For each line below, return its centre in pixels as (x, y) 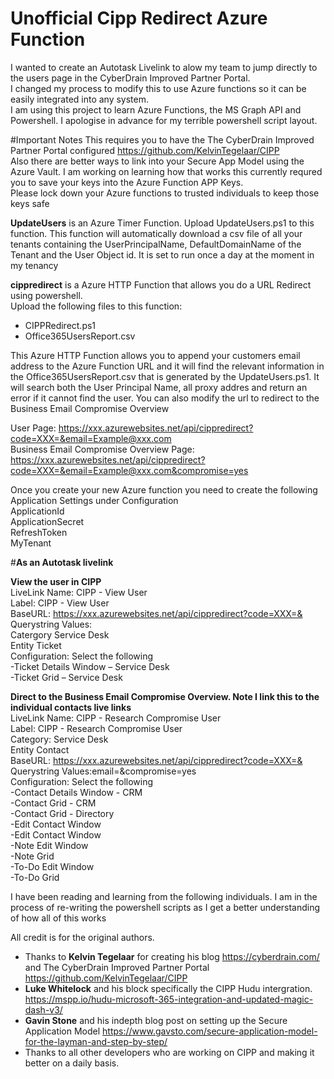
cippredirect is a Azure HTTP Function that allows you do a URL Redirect (161, 284)
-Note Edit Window (49, 845)
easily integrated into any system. (80, 99)
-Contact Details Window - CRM (76, 792)
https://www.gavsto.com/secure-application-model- (210, 1031)
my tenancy (34, 265)
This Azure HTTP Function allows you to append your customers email (155, 355)
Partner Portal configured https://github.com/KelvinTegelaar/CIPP (145, 150)
